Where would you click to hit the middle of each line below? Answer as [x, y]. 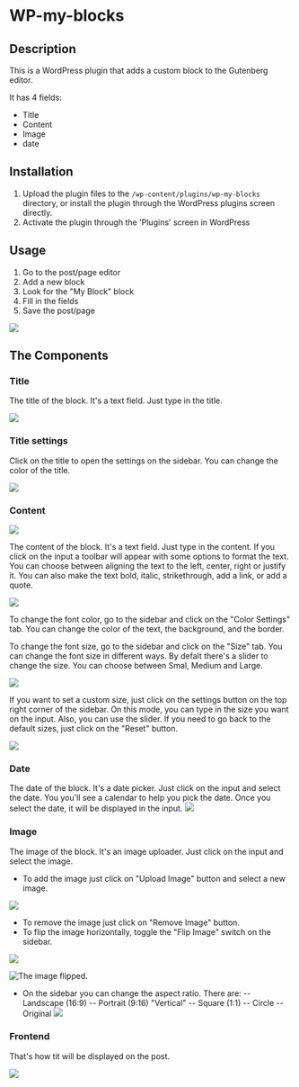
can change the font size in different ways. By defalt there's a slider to [139, 656]
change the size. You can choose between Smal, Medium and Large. [136, 665]
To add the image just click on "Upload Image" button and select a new [154, 878]
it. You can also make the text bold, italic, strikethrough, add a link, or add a [148, 575]
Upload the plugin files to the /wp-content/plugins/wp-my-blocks [141, 193]
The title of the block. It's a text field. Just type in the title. [116, 400]
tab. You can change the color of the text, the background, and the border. [147, 629]
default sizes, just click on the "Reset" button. [93, 728]
